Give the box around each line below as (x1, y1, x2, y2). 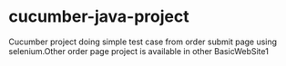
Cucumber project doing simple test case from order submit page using (8, 36, 278, 47)
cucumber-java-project (8, 6, 189, 27)
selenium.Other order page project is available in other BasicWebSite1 (8, 45, 270, 56)
